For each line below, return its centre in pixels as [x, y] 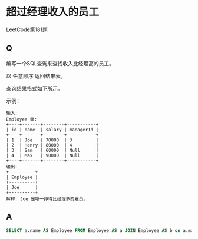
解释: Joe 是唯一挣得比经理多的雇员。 [47, 199]
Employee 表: [22, 119]
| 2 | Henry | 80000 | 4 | [52, 145]
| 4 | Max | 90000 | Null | [52, 155]
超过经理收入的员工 [53, 12]
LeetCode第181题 [27, 29]
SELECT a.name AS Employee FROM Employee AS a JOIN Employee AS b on [93, 230]
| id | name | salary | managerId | [52, 130]
